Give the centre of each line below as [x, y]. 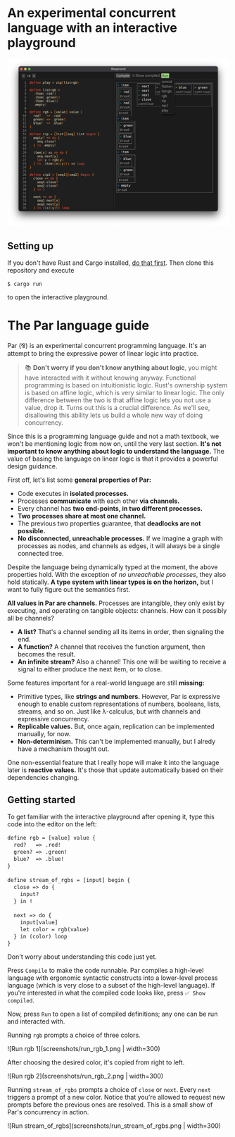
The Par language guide [78, 326]
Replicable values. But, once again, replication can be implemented [116, 726]
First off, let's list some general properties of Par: [79, 480]
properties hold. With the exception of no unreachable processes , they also [117, 575]
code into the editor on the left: [52, 824]
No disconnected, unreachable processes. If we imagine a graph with [120, 539]
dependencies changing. [43, 778]
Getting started [42, 800]
